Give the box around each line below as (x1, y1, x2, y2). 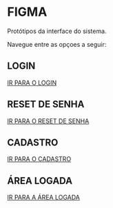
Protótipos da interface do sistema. (7, 27, 107, 35)
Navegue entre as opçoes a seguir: (7, 40, 107, 48)
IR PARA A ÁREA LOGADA (7, 194, 81, 202)
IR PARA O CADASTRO (7, 155, 72, 163)
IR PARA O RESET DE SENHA (7, 116, 90, 125)
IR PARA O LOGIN (7, 79, 57, 87)
